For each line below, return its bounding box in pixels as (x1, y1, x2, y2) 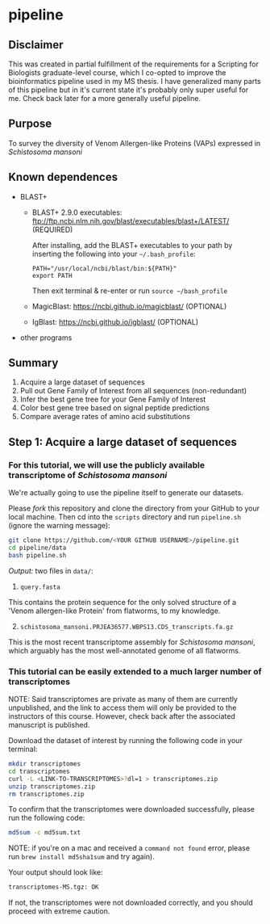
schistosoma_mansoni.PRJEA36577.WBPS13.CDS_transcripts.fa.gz (19, 623, 234, 631)
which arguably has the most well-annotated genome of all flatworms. (8, 645, 241, 655)
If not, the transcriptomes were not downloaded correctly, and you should (8, 898, 254, 908)
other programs (19, 333, 73, 342)
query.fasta (19, 583, 60, 591)
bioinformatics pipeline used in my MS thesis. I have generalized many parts (8, 77, 261, 86)
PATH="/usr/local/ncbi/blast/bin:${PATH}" (31, 264, 177, 272)
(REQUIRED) (31, 225, 73, 234)
